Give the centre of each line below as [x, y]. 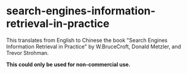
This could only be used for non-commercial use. [68, 64]
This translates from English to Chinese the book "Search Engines [87, 40]
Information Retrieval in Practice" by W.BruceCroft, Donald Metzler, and [94, 47]
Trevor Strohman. [28, 53]
